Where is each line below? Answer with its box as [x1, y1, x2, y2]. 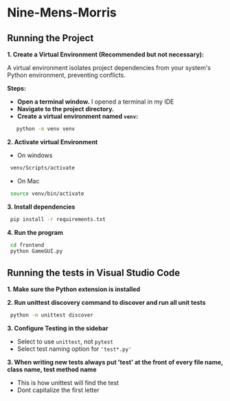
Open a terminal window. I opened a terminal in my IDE [16, 98, 174, 106]
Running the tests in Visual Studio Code [7, 266, 181, 279]
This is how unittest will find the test [16, 378, 119, 387]
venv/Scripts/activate [10, 164, 76, 171]
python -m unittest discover [10, 312, 94, 319]
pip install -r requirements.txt [10, 216, 106, 222]
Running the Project [7, 32, 94, 44]
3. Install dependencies [7, 203, 76, 211]
